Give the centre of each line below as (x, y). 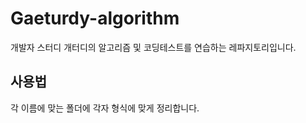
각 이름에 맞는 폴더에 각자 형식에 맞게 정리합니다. (105, 108)
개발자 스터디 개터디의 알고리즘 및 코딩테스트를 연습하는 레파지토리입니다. (153, 47)
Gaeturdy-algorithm (95, 18)
